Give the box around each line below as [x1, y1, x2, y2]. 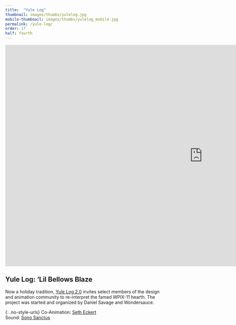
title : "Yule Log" [5, 7, 46, 13]
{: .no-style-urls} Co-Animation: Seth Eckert [5, 309, 97, 315]
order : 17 [5, 26, 26, 31]
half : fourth [5, 31, 33, 36]
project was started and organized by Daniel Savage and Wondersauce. [5, 299, 154, 305]
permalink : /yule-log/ [5, 21, 53, 27]
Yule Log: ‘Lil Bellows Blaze [5, 275, 93, 284]
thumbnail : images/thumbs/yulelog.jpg [5, 12, 87, 17]
